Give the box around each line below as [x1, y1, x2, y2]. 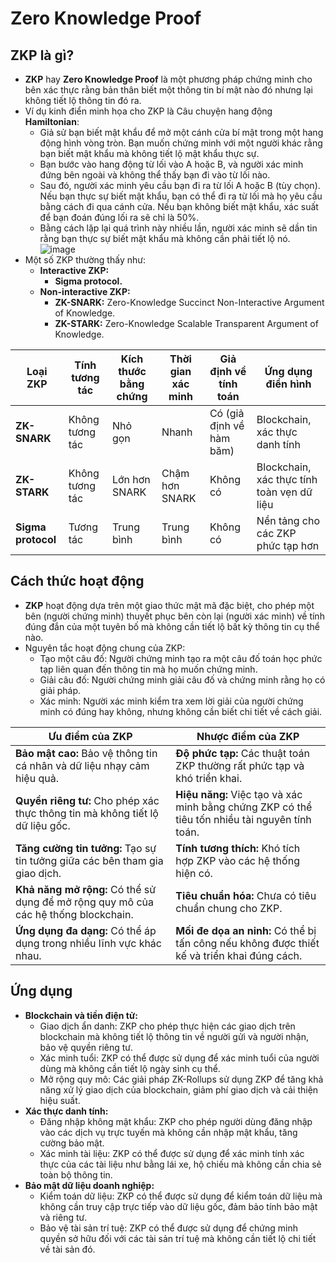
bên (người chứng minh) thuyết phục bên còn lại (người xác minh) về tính [24, 610, 325, 622]
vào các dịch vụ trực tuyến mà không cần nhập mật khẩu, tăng [39, 1126, 298, 1138]
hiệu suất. [39, 1094, 81, 1106]
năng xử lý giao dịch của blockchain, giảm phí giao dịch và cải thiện [39, 1083, 319, 1096]
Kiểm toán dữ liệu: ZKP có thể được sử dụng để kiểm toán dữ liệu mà [39, 1190, 323, 1202]
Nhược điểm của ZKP [196, 729, 300, 743]
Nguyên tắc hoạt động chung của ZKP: [24, 642, 186, 654]
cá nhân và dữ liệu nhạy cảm [15, 758, 150, 772]
